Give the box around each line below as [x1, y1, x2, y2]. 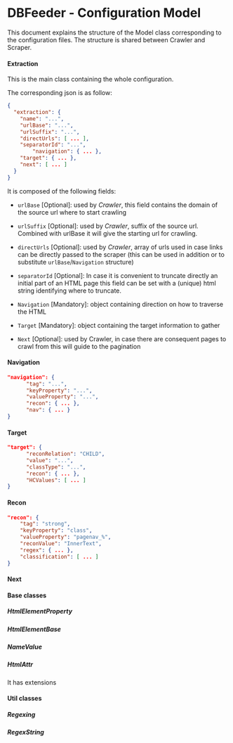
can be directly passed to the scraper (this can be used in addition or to [17, 250, 225, 258]
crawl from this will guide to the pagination [17, 342, 141, 350]
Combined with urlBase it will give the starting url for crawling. [17, 229, 198, 237]
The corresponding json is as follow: [7, 89, 112, 97]
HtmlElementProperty [7, 607, 72, 616]
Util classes [7, 694, 42, 703]
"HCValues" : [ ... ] [25, 476, 86, 483]
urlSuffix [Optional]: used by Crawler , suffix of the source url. [17, 222, 199, 230]
